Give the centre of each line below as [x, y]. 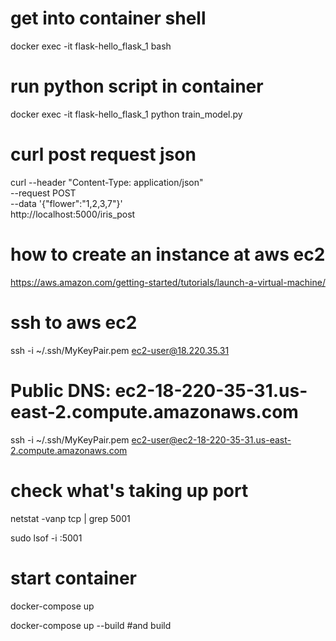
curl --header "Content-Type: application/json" [107, 182]
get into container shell [108, 18]
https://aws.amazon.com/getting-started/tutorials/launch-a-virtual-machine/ [168, 282]
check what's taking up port [129, 490]
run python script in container [137, 86]
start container [73, 578]
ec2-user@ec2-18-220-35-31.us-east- [211, 439]
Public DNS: [61, 390]
